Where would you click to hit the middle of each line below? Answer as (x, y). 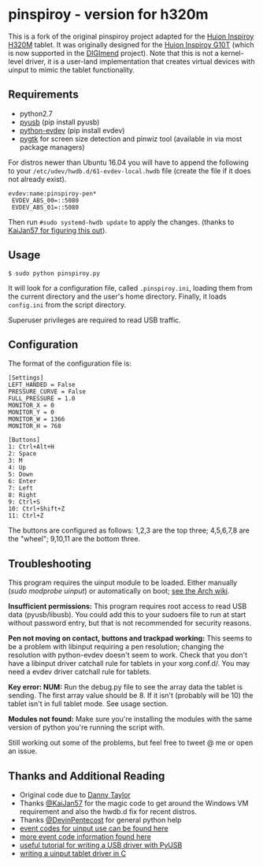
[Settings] (26, 378)
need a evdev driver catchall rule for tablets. (80, 672)
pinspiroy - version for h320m (108, 15)
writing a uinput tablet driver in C (73, 853)
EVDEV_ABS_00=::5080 (45, 200)
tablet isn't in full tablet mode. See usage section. (88, 704)
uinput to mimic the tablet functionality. (72, 69)
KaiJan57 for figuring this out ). (58, 230)
